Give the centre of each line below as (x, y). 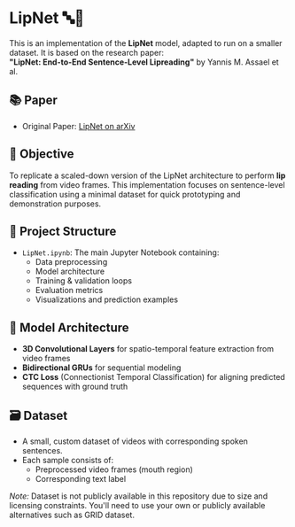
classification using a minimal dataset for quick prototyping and (125, 194)
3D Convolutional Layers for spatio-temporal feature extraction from (148, 349)
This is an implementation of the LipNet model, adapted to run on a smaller (146, 43)
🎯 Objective (42, 154)
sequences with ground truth (75, 387)
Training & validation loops (84, 281)
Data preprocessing (71, 262)
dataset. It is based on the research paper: (87, 52)
